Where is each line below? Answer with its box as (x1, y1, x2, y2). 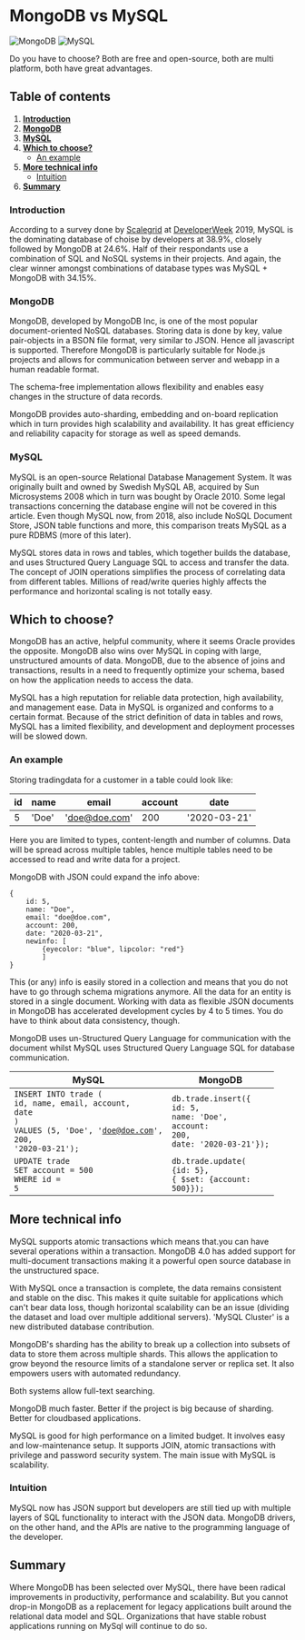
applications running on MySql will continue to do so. (9, 1620, 208, 1631)
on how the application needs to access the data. (9, 674, 193, 686)
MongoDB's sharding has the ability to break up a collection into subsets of (9, 1338, 290, 1349)
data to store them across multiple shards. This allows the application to (9, 1348, 279, 1359)
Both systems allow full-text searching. (9, 1385, 155, 1396)
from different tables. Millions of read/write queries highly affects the (9, 576, 267, 587)
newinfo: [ (25, 937, 67, 946)
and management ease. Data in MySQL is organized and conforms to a (9, 701, 274, 713)
